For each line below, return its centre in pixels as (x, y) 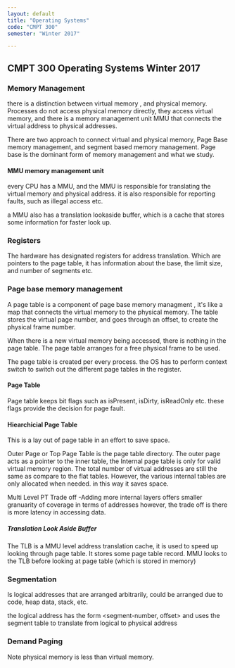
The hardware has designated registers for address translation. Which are (114, 256)
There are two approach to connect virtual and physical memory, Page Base (118, 139)
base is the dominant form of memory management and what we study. (111, 154)
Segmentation (32, 579)
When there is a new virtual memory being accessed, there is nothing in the (117, 340)
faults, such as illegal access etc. (55, 201)
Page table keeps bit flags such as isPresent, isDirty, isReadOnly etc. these (116, 401)
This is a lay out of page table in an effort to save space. (89, 440)
